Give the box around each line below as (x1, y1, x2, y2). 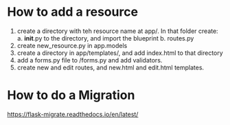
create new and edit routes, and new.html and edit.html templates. (16, 63, 205, 71)
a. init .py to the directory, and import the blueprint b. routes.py (16, 34, 194, 42)
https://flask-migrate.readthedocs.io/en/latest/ (7, 110, 139, 118)
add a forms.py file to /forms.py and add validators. (16, 56, 163, 64)
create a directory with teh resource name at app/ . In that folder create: (16, 27, 218, 35)
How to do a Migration (7, 87, 135, 103)
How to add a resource (7, 4, 139, 20)
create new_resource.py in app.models (16, 41, 128, 49)
